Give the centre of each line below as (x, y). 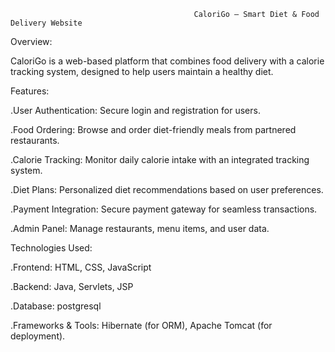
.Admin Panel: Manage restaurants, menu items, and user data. (140, 228)
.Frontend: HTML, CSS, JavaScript (81, 267)
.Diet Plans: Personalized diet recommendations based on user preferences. (167, 189)
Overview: (31, 41)
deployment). (38, 336)
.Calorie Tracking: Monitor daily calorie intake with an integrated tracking (160, 159)
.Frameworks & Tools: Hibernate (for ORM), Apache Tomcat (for (141, 325)
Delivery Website (46, 23)
